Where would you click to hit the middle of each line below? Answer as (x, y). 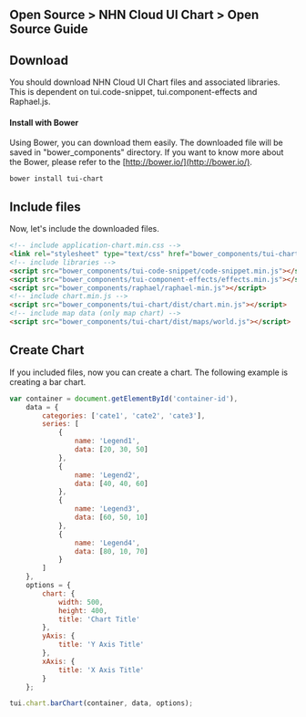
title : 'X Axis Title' (101, 670)
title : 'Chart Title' (99, 619)
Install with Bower (44, 122)
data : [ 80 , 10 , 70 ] (111, 551)
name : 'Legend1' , (107, 442)
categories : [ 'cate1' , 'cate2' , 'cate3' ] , (124, 416)
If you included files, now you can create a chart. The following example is (149, 372)
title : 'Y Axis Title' (101, 645)
